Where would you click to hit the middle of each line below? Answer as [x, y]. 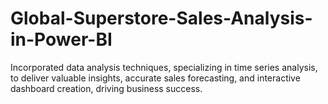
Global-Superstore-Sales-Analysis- [161, 18]
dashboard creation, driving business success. [106, 88]
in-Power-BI [61, 39]
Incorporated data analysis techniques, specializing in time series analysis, [164, 67]
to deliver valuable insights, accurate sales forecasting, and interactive [155, 78]
